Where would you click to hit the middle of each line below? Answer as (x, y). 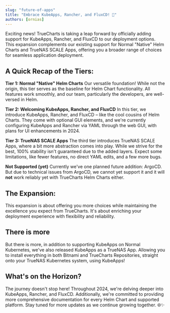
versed (13, 100)
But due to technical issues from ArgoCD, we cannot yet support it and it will (85, 172)
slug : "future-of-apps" (30, 10)
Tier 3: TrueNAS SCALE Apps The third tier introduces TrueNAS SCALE (80, 141)
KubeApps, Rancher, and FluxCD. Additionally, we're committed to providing (84, 294)
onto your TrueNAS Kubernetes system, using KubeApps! (65, 260)
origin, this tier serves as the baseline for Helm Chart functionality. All (78, 89)
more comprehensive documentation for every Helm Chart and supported (82, 299)
